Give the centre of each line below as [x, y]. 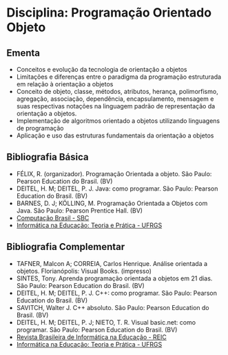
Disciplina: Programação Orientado [109, 13]
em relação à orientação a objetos [65, 84]
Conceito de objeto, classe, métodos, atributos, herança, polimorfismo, [117, 92]
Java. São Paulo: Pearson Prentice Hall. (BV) [79, 210]
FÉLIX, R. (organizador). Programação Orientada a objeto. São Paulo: [114, 173]
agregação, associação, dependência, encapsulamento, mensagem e [115, 99]
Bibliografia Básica [48, 157]
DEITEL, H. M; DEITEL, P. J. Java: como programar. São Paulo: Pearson [117, 189]
